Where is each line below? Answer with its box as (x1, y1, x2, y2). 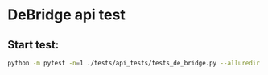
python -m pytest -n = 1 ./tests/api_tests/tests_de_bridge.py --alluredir (7, 59, 261, 67)
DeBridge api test (7, 6, 126, 24)
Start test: (7, 38, 60, 52)
